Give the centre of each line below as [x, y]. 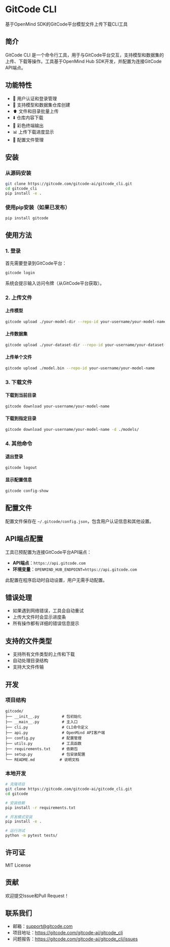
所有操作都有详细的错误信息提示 [46, 624]
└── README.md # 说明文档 [42, 760]
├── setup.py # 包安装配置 [45, 754]
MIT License [18, 865]
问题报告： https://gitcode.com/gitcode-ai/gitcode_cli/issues [75, 939]
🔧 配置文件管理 [28, 140]
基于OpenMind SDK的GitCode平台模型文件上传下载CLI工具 [67, 24]
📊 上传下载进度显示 [33, 132]
